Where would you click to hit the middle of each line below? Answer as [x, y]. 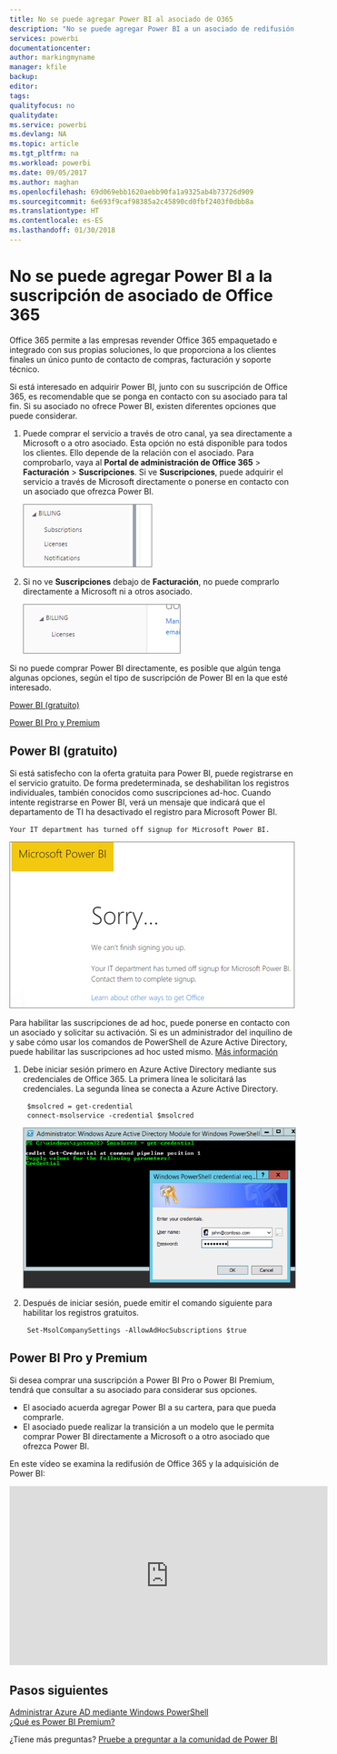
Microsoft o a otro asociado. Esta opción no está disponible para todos [155, 443]
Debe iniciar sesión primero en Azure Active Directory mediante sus [149, 1069]
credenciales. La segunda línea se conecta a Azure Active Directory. [150, 1088]
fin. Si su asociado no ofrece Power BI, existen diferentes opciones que [143, 406]
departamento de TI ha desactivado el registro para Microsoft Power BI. [144, 812]
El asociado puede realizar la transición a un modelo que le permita [148, 1427]
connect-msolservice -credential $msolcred [110, 1115]
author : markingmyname [52, 58]
